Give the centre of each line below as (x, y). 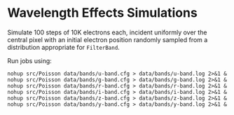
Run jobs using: (30, 60)
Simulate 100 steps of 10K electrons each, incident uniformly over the (107, 32)
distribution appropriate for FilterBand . (64, 47)
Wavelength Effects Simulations (102, 13)
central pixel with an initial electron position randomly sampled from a (108, 39)
